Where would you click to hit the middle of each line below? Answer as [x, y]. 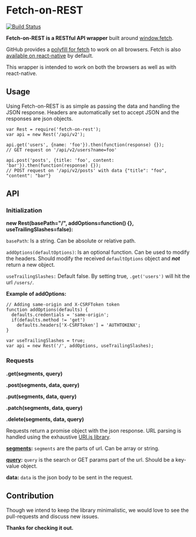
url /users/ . [20, 283]
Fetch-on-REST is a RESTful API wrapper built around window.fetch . [90, 38]
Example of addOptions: [36, 294]
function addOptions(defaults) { [47, 310]
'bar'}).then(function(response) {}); [54, 165]
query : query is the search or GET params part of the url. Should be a [90, 459]
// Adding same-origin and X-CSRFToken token [63, 305]
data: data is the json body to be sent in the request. [70, 477]
